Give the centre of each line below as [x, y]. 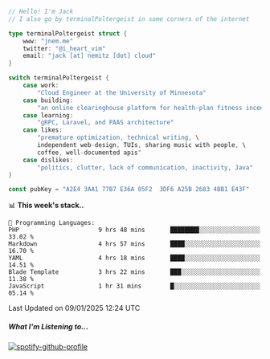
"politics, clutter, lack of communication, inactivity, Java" [145, 167]
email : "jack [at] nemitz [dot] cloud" [90, 56]
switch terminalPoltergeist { [59, 78]
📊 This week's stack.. [46, 206]
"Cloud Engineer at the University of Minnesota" [122, 92]
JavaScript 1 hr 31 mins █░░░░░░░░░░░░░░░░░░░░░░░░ [135, 286]
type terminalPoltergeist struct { [68, 33]
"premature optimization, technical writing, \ [118, 138]
